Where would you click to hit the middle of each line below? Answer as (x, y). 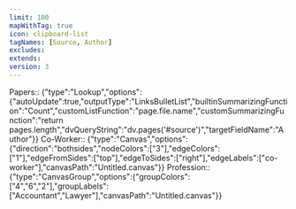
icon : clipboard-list (49, 34)
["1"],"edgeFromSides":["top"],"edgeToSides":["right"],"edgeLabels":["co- (144, 158)
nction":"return (36, 120)
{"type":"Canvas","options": (137, 139)
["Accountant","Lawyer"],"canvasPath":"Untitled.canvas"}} (116, 195)
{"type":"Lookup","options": (92, 92)
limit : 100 (29, 17)
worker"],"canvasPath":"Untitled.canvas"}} (87, 167)
